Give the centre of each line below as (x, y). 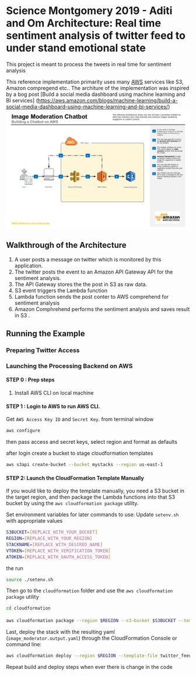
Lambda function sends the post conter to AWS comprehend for (92, 296)
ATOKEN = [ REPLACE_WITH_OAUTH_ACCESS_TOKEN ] (58, 557)
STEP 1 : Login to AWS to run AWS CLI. (53, 406)
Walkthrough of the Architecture (66, 245)
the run (15, 568)
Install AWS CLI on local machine (54, 393)
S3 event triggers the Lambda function (61, 290)
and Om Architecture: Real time (84, 23)
